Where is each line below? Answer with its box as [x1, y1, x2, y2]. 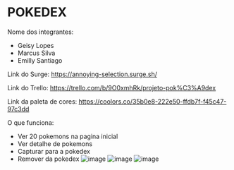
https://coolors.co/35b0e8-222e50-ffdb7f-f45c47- [78, 97, 227, 106]
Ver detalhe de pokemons [17, 139, 93, 148]
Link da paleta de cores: [7, 97, 78, 106]
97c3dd [7, 104, 30, 113]
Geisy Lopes [17, 41, 54, 49]
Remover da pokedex [17, 154, 80, 163]
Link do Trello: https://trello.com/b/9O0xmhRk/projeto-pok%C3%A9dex [7, 83, 216, 92]
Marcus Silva [17, 49, 56, 57]
